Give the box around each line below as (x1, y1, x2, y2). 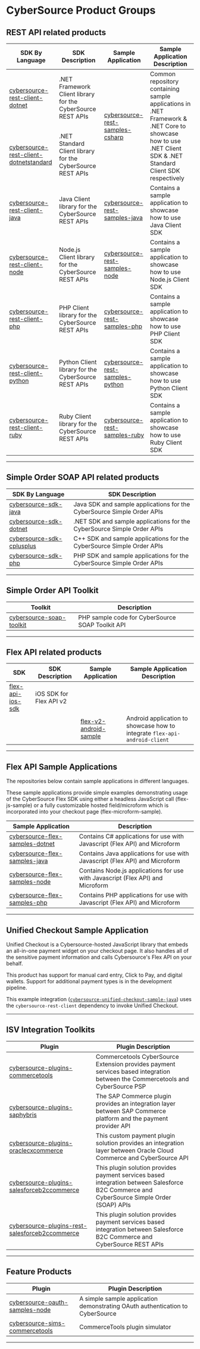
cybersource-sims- (9, 1319, 65, 1327)
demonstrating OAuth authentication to (79, 1302, 188, 1310)
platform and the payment (95, 1114, 168, 1123)
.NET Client (149, 144, 182, 152)
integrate (126, 729, 152, 737)
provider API (95, 1121, 131, 1130)
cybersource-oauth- (9, 1298, 68, 1306)
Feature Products (6, 1267, 72, 1277)
